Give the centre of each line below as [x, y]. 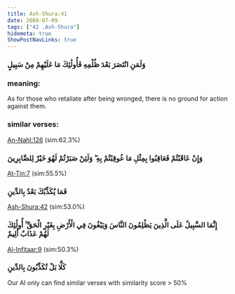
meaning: [24, 83]
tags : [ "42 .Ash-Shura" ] [43, 27]
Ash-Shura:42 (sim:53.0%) [46, 207]
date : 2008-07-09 [33, 20]
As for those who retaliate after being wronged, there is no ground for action [117, 98]
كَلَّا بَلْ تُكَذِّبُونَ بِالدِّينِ [37, 267]
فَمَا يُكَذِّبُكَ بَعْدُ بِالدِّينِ [37, 191]
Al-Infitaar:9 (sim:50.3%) [43, 249]
